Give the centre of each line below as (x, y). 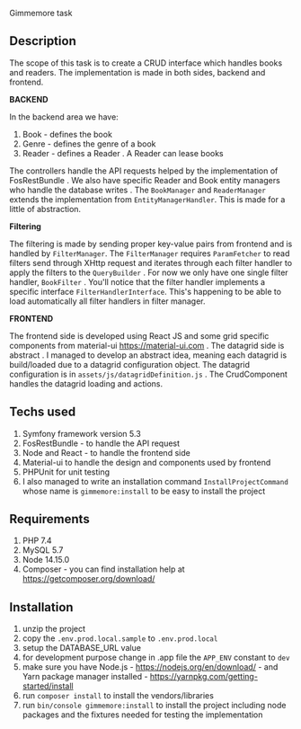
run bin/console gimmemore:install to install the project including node (154, 706)
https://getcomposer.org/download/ (89, 579)
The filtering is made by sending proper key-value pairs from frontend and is (151, 244)
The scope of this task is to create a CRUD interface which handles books (146, 63)
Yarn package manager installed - (85, 677)
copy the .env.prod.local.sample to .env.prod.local (120, 638)
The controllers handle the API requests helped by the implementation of (144, 171)
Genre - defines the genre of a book (89, 144)
